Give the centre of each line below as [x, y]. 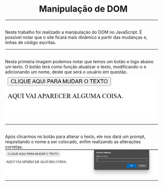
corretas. [14, 147]
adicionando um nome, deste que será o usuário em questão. [66, 72]
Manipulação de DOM [83, 9]
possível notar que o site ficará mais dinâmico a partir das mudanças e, [76, 37]
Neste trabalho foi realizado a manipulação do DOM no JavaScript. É [73, 32]
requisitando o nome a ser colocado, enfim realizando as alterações [73, 142]
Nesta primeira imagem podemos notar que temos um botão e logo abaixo [79, 61]
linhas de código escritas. [31, 42]
